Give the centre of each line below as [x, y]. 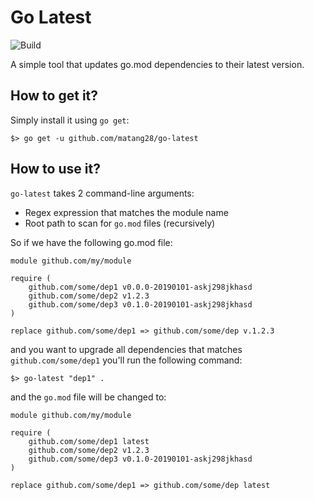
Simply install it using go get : [70, 120]
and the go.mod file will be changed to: [88, 397]
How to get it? [54, 96]
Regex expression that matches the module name [126, 212]
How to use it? [55, 169]
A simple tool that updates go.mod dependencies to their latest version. [157, 64]
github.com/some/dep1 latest [89, 441]
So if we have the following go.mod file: [91, 242]
